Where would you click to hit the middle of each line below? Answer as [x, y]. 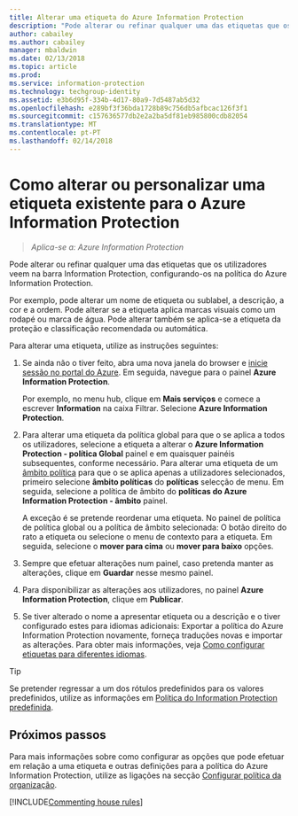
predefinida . [31, 707]
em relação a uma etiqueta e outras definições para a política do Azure [139, 765]
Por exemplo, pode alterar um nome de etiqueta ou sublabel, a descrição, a [147, 300]
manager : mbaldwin [43, 51]
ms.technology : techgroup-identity [75, 91]
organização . [33, 784]
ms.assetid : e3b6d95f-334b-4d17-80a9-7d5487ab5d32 [105, 100]
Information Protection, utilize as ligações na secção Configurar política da [145, 775]
